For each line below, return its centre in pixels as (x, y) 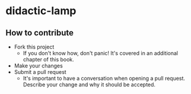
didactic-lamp (41, 11)
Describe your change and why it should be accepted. (89, 85)
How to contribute (40, 33)
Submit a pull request (40, 72)
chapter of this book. (49, 59)
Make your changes (38, 66)
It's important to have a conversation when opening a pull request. (104, 78)
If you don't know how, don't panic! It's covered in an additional (101, 53)
